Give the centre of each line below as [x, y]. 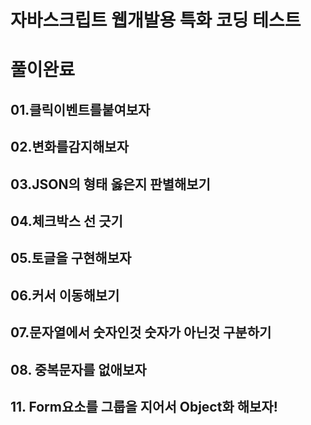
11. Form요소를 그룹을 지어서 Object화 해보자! [144, 406]
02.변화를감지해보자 [69, 147]
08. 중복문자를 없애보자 [78, 369]
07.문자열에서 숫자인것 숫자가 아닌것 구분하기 [141, 332]
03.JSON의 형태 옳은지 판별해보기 [110, 184]
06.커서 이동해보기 [65, 295]
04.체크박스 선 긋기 [66, 221]
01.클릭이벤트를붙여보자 [80, 109]
